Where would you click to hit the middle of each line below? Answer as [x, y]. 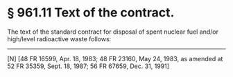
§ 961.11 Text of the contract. [91, 13]
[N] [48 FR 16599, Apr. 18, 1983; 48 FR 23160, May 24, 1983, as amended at [115, 58]
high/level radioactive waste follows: [59, 38]
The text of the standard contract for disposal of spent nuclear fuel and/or [113, 32]
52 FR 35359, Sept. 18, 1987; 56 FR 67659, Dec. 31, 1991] [88, 66]
